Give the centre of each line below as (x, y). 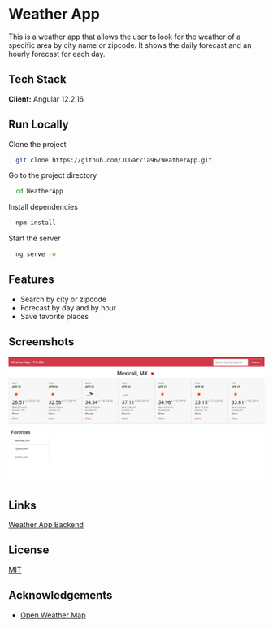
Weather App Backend (46, 525)
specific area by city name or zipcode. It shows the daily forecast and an (130, 45)
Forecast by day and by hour (68, 308)
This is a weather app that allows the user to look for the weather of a (125, 37)
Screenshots (41, 342)
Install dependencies (43, 207)
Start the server (35, 238)
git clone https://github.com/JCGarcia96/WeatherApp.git (114, 160)
